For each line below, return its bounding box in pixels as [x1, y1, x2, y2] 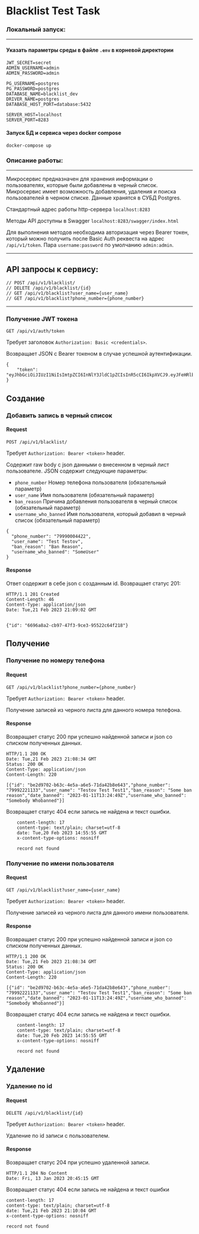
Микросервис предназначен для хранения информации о [6, 175, 153, 182]
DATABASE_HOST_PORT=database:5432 [6, 101, 92, 107]
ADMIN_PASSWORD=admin [6, 70, 60, 76]
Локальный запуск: [6, 26, 66, 34]
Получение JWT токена [6, 315, 78, 323]
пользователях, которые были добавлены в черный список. [6, 182, 158, 189]
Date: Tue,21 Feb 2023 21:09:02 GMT [6, 607, 97, 613]
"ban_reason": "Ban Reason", [11, 543, 84, 550]
